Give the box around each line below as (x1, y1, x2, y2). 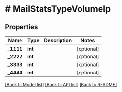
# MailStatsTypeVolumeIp (5, 3, 111, 15)
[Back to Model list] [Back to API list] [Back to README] (5, 82, 117, 87)
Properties (5, 23, 38, 31)
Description (43, 37, 72, 44)
